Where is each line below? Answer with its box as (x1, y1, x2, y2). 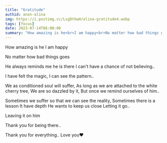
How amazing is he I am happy (5, 44, 68, 50)
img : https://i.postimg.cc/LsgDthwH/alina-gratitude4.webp (5, 16, 130, 21)
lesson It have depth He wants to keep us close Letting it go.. (5, 103, 130, 109)
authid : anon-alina (5, 12, 46, 17)
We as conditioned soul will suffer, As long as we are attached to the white (5, 83, 158, 89)
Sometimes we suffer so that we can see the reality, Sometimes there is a (5, 98, 156, 104)
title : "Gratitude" (5, 7, 46, 12)
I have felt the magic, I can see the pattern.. (5, 73, 94, 79)
